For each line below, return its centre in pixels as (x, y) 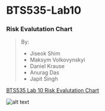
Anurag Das (44, 73)
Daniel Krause (47, 66)
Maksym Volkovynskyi (57, 60)
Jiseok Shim (45, 54)
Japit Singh (44, 79)
